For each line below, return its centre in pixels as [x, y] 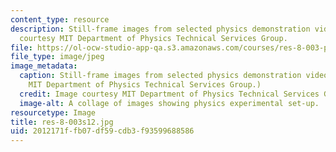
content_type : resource [60, 19]
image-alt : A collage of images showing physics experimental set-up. [169, 103]
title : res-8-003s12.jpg [62, 122]
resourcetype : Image [53, 112]
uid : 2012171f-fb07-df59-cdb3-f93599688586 [102, 131]
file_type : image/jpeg [57, 57]
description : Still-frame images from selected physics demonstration [160, 29]
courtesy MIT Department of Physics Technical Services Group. [153, 38]
